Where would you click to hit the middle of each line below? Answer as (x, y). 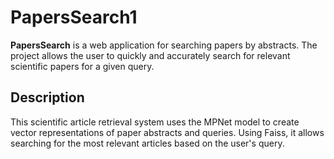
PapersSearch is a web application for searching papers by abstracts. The (164, 45)
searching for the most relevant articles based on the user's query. (147, 143)
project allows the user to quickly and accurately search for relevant (150, 55)
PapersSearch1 (74, 17)
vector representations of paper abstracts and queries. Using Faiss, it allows (167, 132)
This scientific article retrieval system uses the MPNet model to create (155, 122)
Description (47, 97)
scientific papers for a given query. (82, 66)
